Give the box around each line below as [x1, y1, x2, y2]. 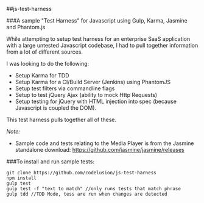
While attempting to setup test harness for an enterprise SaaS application [6, 35, 191, 42]
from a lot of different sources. [6, 48, 83, 55]
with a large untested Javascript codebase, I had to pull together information [6, 42, 199, 49]
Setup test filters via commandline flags [15, 85, 115, 92]
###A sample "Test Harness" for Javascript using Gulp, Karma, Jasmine [6, 17, 188, 24]
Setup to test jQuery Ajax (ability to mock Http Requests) [15, 91, 157, 98]
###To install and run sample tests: [6, 158, 94, 165]
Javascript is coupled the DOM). [15, 104, 96, 112]
